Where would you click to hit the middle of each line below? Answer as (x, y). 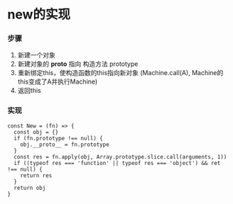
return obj (30, 188)
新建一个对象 (36, 55)
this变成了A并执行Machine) (58, 81)
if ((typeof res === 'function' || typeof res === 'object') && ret (117, 163)
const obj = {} (36, 132)
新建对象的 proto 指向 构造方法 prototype (78, 64)
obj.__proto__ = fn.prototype (65, 144)
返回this (29, 91)
